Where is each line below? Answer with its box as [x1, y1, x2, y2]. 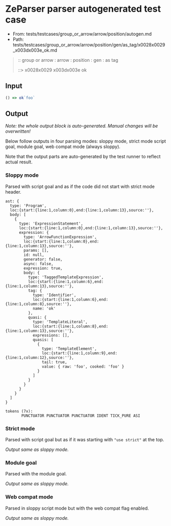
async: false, [23, 261, 54, 266]
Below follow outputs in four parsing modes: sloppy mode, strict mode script [5, 138, 166, 145]
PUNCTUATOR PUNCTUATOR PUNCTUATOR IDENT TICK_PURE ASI [21, 413, 140, 418]
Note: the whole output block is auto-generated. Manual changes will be [5, 123, 158, 129]
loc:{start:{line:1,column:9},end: [41, 350, 117, 355]
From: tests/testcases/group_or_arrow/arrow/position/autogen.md [12, 31, 152, 37]
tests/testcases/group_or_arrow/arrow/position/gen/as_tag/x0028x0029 [12, 41, 165, 47]
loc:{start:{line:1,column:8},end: [32, 324, 109, 329]
